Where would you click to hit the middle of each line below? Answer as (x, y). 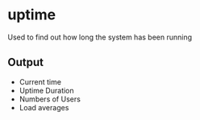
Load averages (44, 107)
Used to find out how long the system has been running (100, 37)
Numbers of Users (50, 99)
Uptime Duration (46, 90)
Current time (40, 81)
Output (25, 62)
